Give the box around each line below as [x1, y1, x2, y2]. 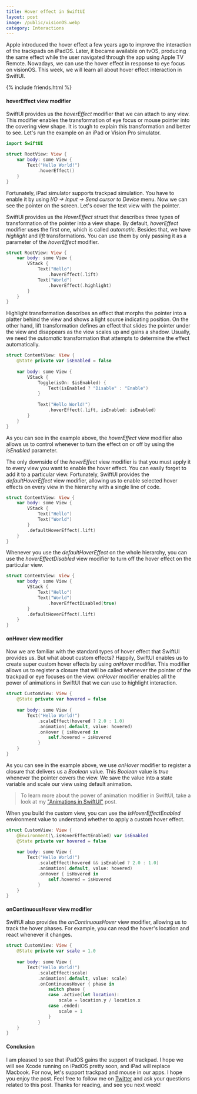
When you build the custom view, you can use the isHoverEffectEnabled [6, 809, 181, 817]
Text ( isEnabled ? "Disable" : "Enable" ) [48, 385, 149, 391]
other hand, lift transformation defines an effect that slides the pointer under [6, 322, 191, 329]
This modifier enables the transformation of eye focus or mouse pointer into [6, 117, 190, 124]
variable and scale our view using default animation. [6, 780, 132, 787]
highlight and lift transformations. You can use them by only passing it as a [6, 232, 187, 239]
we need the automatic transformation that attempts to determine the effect [6, 335, 190, 342]
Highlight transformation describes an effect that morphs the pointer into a [6, 310, 187, 317]
